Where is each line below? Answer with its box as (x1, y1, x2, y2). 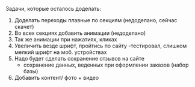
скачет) (14, 23, 34, 30)
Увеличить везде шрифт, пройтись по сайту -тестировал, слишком (14, 42, 187, 49)
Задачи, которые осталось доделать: (5, 5, 102, 12)
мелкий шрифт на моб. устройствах (14, 49, 107, 56)
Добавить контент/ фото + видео (14, 74, 99, 81)
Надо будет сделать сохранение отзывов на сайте (14, 55, 145, 62)
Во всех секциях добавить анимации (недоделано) (14, 29, 146, 37)
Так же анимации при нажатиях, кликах (14, 36, 117, 43)
